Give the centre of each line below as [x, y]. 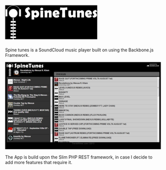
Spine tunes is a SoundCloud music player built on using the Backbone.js [80, 50]
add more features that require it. [39, 163]
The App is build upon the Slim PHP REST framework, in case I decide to [79, 157]
